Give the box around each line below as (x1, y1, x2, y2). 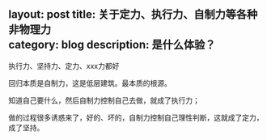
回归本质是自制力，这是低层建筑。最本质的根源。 (8, 78, 172, 87)
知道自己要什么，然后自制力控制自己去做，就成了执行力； (8, 95, 200, 105)
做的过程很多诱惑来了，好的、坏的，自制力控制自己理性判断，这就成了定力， (8, 112, 264, 122)
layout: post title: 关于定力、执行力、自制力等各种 (8, 7, 258, 22)
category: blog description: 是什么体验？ (8, 38, 216, 52)
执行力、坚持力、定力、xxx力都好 (8, 61, 120, 70)
